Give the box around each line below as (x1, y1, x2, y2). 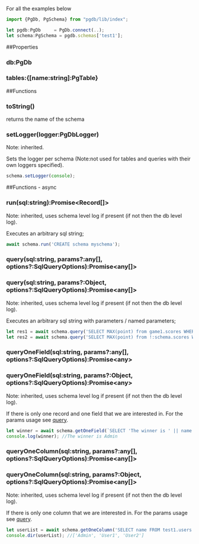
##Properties (6, 43, 38, 50)
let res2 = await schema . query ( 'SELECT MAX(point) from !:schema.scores (6, 334, 190, 340)
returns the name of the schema (6, 115, 85, 123)
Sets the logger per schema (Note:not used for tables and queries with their (6, 155, 191, 162)
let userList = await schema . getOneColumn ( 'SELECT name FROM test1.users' (6, 527, 195, 533)
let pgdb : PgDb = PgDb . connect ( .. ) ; (6, 27, 105, 33)
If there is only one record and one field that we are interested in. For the (6, 410, 184, 417)
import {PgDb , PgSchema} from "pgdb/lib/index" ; (6, 17, 129, 22)
